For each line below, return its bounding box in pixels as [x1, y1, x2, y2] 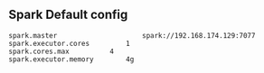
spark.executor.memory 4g [8, 54, 135, 64]
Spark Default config [8, 7, 128, 23]
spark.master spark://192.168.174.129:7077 [8, 31, 256, 40]
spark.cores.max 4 [8, 47, 115, 56]
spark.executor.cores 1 [8, 39, 130, 48]
